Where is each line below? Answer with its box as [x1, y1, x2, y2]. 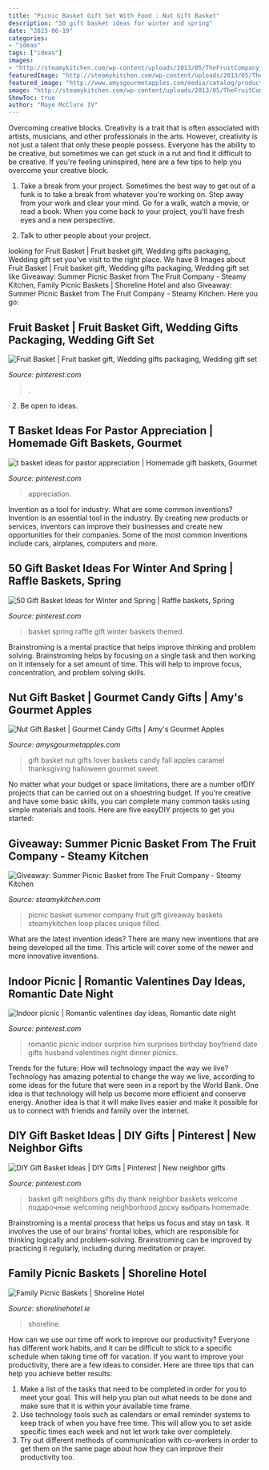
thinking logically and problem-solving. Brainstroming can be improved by [8, 1234, 252, 1244]
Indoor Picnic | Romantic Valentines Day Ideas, [8, 974, 246, 988]
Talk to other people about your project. [19, 231, 151, 240]
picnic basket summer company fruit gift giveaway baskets [27, 910, 223, 920]
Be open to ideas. [19, 401, 78, 410]
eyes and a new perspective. [19, 215, 115, 225]
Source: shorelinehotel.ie [8, 1303, 90, 1313]
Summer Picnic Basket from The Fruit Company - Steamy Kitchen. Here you [8, 289, 259, 299]
